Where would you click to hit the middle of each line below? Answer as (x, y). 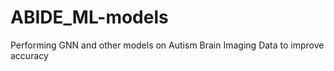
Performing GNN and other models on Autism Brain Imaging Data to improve (167, 45)
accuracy (29, 55)
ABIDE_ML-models (89, 17)
